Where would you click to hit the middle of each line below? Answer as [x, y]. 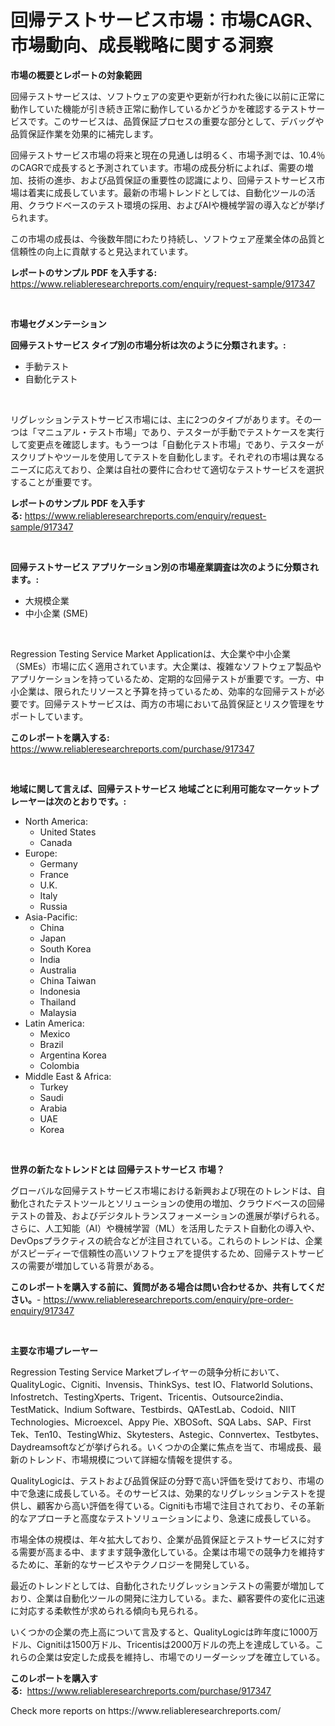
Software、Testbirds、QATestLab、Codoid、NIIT [195, 1409]
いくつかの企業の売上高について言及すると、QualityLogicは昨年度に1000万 [164, 1632]
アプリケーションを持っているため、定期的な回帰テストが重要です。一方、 [163, 678]
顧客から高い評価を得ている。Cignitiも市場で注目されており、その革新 [180, 1505]
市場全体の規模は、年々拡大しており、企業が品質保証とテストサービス [154, 1539]
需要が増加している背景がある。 [93, 1265]
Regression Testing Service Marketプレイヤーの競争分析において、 [147, 1372]
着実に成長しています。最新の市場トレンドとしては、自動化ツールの [167, 192]
